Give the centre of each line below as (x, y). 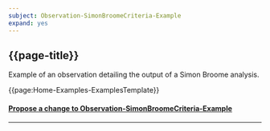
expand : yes (28, 23)
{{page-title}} (44, 56)
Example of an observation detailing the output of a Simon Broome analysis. (134, 75)
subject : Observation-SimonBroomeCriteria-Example (95, 16)
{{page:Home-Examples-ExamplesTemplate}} (84, 90)
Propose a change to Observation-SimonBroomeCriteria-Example (121, 108)
